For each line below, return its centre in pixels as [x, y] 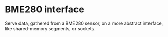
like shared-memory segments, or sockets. [50, 28]
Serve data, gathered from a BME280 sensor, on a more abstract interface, [84, 23]
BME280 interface [44, 9]
